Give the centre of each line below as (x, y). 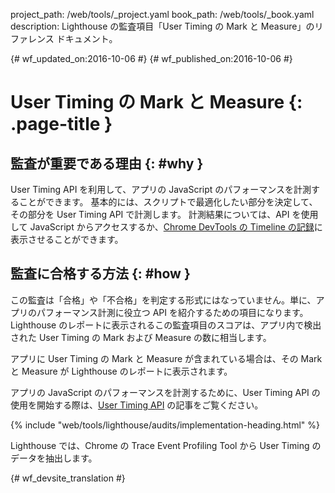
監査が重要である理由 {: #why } (107, 163)
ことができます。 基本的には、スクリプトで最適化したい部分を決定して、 (168, 202)
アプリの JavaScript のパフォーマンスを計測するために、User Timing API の (165, 392)
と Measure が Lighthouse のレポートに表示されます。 (121, 371)
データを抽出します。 (54, 458)
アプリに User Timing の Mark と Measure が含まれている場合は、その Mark (166, 358)
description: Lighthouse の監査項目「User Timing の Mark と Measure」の (162, 26)
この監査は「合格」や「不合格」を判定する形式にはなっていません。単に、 (163, 300)
